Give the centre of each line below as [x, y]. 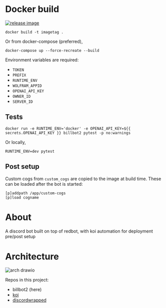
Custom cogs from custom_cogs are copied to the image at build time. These [83, 179]
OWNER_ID [21, 96]
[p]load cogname [22, 197]
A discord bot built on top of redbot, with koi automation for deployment [79, 231]
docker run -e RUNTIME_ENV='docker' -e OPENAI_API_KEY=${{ [68, 128]
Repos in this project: [27, 280]
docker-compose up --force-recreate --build [52, 50]
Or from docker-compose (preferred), [44, 41]
